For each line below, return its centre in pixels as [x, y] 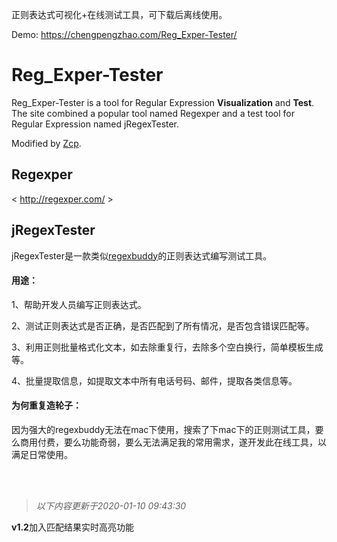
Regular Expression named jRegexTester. [95, 124]
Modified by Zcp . [46, 143]
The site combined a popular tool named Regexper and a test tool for [153, 113]
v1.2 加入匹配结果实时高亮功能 [72, 527]
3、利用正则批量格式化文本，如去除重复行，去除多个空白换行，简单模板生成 [167, 347]
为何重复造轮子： [46, 405]
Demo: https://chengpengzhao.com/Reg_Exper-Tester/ [124, 34]
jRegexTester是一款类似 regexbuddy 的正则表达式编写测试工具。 [142, 255]
